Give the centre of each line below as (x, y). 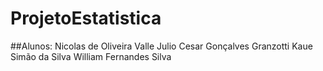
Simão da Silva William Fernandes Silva (91, 56)
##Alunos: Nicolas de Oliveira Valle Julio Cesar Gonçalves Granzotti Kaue (161, 46)
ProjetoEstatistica (86, 18)
